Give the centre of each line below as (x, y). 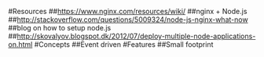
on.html (20, 45)
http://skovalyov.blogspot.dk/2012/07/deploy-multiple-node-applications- (136, 36)
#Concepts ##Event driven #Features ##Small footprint (124, 45)
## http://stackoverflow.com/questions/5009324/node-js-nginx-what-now (128, 20)
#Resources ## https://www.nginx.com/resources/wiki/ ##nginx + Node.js (128, 11)
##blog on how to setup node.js (60, 28)
